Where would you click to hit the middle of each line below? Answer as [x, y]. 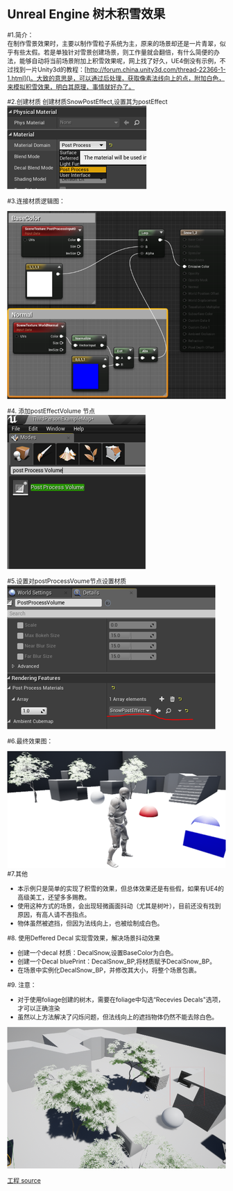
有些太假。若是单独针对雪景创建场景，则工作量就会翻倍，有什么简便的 [113, 52]
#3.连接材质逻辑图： [36, 201]
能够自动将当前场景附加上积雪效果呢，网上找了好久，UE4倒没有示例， [119, 60]
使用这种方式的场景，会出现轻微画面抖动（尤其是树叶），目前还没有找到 [119, 906]
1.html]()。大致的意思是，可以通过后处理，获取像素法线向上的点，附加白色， [116, 78]
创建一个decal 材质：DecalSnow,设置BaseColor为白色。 [97, 953]
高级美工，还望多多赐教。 [54, 897]
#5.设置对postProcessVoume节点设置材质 [67, 581]
